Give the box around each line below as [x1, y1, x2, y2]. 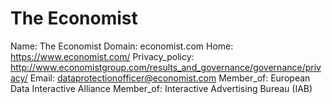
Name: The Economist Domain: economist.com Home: [10, 40, 234, 52]
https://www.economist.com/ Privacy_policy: [10, 50, 195, 62]
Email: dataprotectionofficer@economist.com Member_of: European [29, 72, 311, 84]
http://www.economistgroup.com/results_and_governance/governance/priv [10, 61, 322, 73]
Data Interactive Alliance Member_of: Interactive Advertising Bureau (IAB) [10, 82, 313, 94]
